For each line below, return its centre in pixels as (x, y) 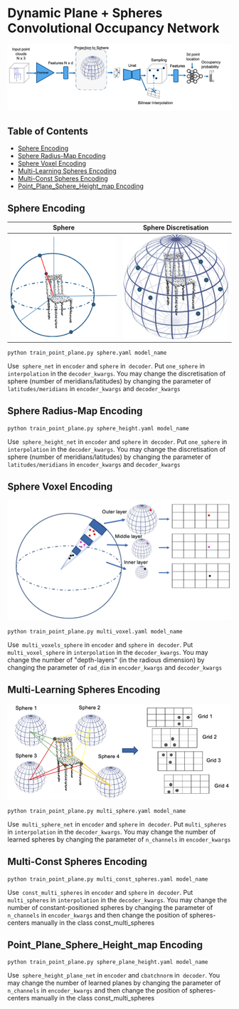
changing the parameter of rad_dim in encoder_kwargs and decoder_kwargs (115, 667)
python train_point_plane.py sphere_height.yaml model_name (99, 428)
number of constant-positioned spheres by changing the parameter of (110, 907)
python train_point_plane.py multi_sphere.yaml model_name (97, 811)
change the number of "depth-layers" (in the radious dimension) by (106, 660)
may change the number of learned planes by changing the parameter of (114, 983)
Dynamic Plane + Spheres (85, 13)
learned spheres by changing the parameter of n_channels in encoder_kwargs (119, 839)
